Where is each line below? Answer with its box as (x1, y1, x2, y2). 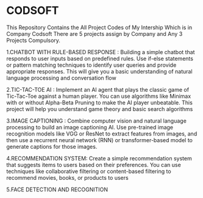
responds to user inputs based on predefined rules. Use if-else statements (6, 55, 194, 62)
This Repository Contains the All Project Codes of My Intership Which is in (6, 24, 193, 31)
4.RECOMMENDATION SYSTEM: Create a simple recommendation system (6, 154, 192, 162)
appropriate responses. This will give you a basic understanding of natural (6, 67, 193, 75)
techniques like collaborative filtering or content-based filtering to (6, 168, 172, 175)
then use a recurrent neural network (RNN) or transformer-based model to (6, 136, 193, 143)
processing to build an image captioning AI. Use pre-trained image (6, 123, 174, 131)
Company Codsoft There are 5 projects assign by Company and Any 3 (6, 30, 183, 37)
